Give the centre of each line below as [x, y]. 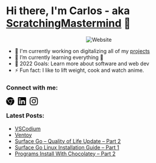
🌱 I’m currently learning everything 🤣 [59, 57]
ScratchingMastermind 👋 [69, 23]
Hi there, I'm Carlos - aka [68, 11]
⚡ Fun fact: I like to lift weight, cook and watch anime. [79, 70]
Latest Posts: [25, 116]
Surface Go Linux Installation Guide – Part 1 [67, 147]
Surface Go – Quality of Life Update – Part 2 [68, 141]
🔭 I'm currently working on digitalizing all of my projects [82, 51]
